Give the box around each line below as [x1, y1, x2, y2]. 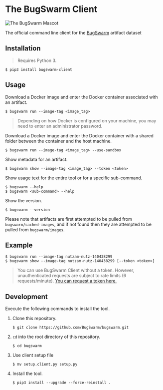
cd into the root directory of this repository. [12, 334, 101, 340]
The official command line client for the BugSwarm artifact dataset [5, 29, 142, 35]
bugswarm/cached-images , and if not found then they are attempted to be [5, 221, 152, 227]
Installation [5, 44, 41, 53]
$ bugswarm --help [5, 184, 43, 189]
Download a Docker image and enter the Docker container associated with [5, 94, 158, 100]
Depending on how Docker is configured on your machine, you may [17, 117, 157, 123]
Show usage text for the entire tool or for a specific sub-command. [5, 175, 143, 181]
